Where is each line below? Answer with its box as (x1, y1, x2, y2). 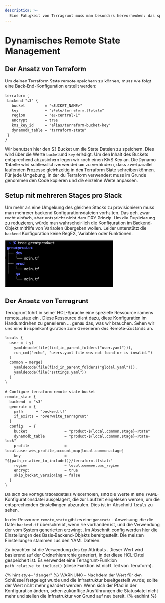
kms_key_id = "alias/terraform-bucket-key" (11, 123, 111, 128)
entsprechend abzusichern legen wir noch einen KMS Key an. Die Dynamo (5, 156, 156, 162)
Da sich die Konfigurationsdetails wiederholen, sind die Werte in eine (5, 492, 144, 497)
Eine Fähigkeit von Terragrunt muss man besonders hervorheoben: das (9, 13, 155, 18)
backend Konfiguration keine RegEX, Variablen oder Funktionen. (5, 231, 133, 237)
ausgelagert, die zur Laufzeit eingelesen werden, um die (46, 496, 160, 503)
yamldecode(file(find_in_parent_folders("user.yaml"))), (14, 345, 133, 351)
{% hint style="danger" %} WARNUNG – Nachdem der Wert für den (5, 572, 142, 578)
